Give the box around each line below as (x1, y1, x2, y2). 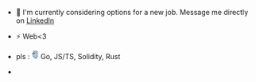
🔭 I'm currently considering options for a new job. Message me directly (15, 8, 249, 17)
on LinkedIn (15, 16, 55, 25)
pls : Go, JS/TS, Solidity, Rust (15, 52, 121, 61)
